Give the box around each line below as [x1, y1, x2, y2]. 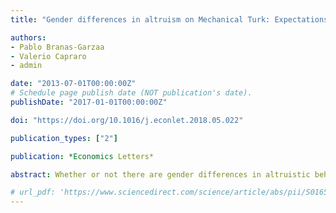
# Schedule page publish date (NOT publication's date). [10, 88, 253, 98]
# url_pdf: [10, 187, 56, 198]
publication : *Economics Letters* [10, 151, 155, 161]
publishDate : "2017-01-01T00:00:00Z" [10, 97, 168, 107]
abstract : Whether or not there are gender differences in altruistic [10, 169, 311, 180]
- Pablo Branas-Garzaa [10, 42, 105, 52]
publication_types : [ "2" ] [10, 133, 118, 143]
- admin [10, 61, 43, 71]
